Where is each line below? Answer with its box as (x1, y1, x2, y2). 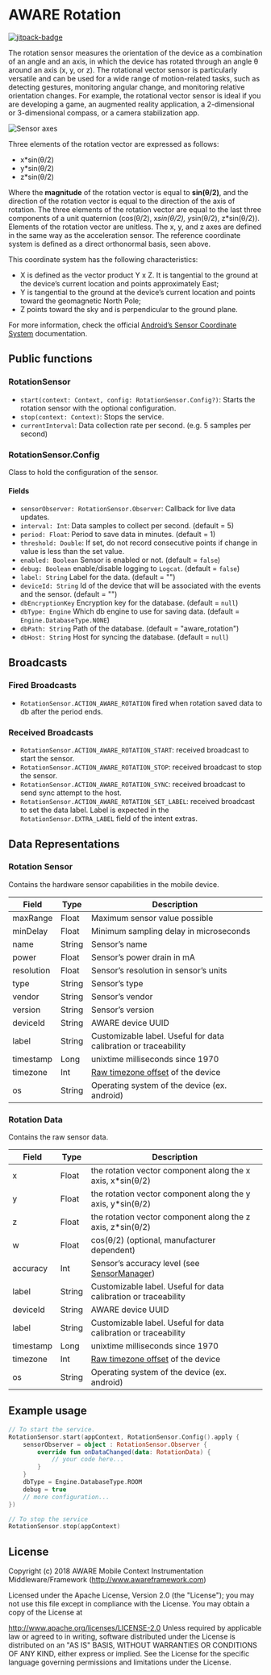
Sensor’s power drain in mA (91, 952, 196, 963)
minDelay (12, 925, 48, 936)
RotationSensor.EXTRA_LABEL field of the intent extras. (19, 814, 198, 823)
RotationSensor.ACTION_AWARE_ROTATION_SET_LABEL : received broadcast (19, 797, 256, 806)
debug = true (23, 1485, 67, 1494)
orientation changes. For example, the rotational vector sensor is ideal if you (8, 90, 261, 100)
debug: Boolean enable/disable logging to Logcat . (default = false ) (19, 564, 240, 573)
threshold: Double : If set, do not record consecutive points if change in (19, 538, 258, 548)
